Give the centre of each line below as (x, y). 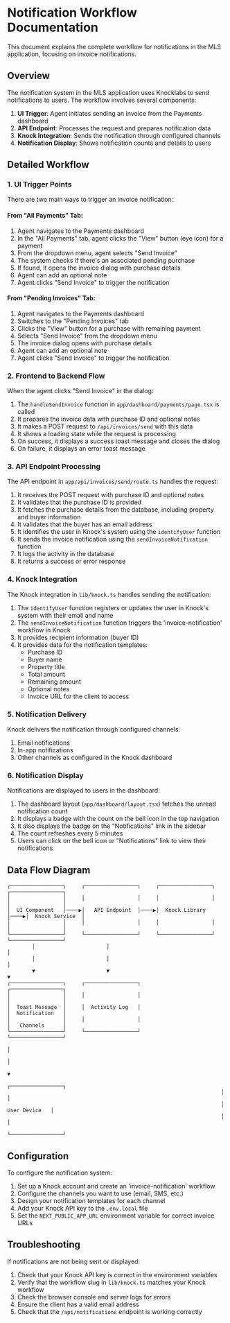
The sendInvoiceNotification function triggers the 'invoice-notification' (120, 623)
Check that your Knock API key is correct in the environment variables (117, 1274)
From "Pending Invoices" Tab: (51, 298)
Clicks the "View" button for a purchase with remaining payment (109, 328)
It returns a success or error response (71, 561)
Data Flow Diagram (49, 870)
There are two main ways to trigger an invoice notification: (90, 200)
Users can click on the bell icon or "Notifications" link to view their (112, 841)
